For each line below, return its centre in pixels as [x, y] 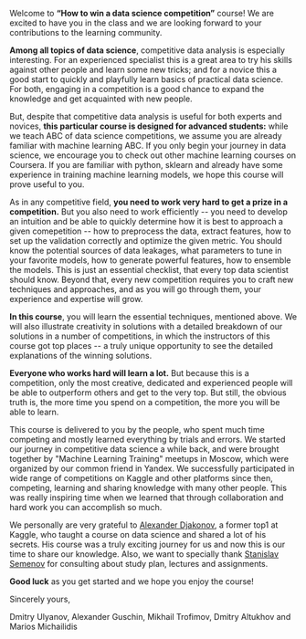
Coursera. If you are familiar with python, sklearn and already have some [146, 165]
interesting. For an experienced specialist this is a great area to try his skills [151, 60]
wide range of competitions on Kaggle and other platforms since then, [142, 478]
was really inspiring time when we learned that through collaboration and [147, 498]
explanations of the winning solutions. [81, 356]
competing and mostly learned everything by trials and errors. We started [148, 439]
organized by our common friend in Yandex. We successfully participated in [152, 468]
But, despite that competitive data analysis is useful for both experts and [146, 116]
